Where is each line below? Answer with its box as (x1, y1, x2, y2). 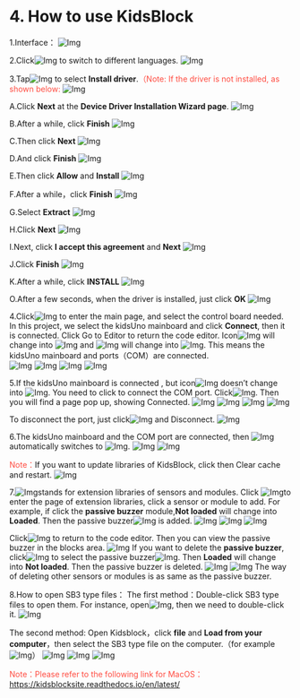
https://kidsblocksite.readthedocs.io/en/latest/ (9, 678, 181, 689)
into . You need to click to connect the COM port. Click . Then (9, 387, 279, 398)
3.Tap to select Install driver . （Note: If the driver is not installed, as (9, 73, 280, 84)
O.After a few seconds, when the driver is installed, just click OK (9, 293, 246, 304)
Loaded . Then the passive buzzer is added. (9, 515, 193, 526)
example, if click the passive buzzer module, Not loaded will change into (9, 505, 278, 516)
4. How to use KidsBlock (9, 6, 194, 27)
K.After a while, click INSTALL (9, 276, 120, 287)
